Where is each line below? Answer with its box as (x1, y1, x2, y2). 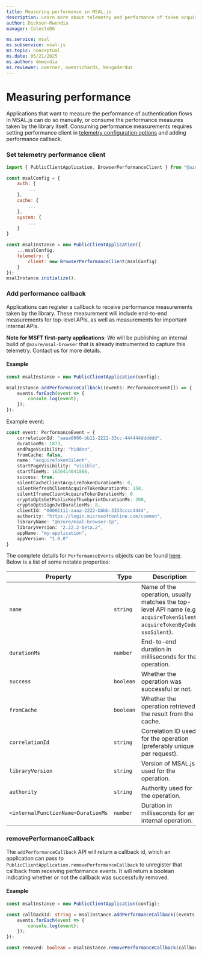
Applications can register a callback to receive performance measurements (6, 303, 193, 310)
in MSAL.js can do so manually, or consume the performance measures (6, 117, 183, 124)
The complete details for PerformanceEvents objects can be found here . (6, 552, 182, 559)
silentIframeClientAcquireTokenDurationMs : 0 (17, 491, 133, 497)
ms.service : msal (6, 37, 50, 43)
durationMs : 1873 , (17, 440, 63, 446)
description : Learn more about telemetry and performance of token (6, 14, 179, 20)
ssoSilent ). (141, 628, 173, 636)
